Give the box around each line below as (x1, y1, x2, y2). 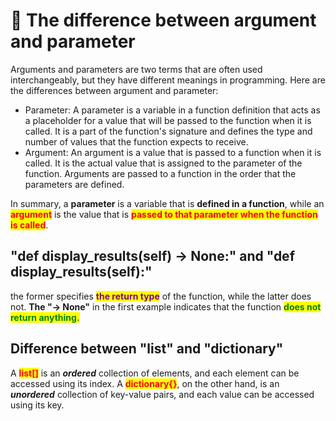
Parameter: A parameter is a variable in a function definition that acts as (24, 104, 321, 116)
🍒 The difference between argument (10, 9, 317, 32)
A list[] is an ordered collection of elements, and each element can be (10, 367, 300, 379)
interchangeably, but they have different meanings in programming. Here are (10, 74, 326, 86)
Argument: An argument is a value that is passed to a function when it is (24, 146, 322, 158)
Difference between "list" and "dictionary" (10, 340, 284, 358)
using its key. (10, 399, 65, 411)
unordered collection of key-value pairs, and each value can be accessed (10, 388, 315, 400)
